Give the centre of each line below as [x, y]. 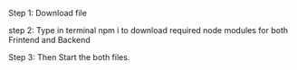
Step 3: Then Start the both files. [69, 57]
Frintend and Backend [50, 40]
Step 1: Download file [48, 13]
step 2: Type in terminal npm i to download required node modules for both [148, 30]
